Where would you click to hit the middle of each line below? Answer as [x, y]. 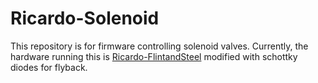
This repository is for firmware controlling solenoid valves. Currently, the [159, 46]
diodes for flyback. [49, 67]
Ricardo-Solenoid [85, 18]
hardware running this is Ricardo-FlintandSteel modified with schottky [154, 56]
